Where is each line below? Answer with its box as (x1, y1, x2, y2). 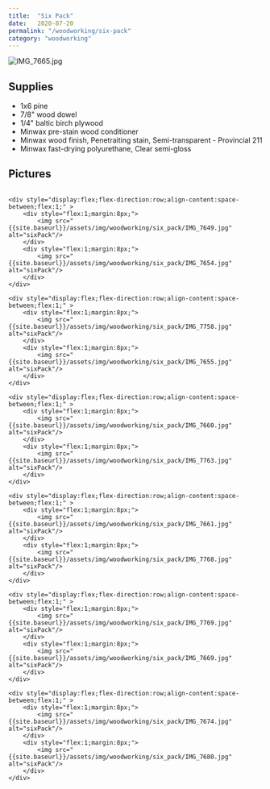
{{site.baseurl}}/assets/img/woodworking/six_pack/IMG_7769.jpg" (8, 618, 232, 627)
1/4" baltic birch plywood (19, 118, 103, 128)
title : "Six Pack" (8, 11, 74, 20)
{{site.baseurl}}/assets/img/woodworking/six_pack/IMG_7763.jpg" (8, 456, 232, 464)
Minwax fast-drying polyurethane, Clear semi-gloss (19, 144, 192, 154)
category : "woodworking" (8, 34, 92, 43)
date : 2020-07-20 (8, 19, 74, 27)
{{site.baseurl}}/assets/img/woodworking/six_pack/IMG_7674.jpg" (8, 717, 232, 725)
